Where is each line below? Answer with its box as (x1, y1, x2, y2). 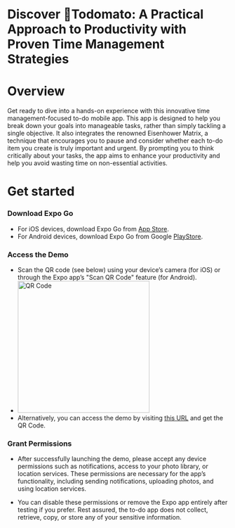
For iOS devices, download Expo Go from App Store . (17, 224, 170, 233)
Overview (7, 84, 65, 99)
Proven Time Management (7, 37, 165, 52)
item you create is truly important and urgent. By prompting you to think (7, 144, 214, 153)
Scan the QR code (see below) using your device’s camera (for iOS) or (17, 265, 221, 273)
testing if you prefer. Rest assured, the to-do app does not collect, (17, 506, 208, 514)
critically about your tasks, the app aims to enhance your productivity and (7, 151, 220, 160)
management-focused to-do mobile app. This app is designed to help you (7, 114, 221, 122)
